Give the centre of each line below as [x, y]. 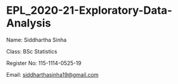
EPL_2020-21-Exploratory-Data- [89, 10]
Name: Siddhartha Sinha [37, 40]
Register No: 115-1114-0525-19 [44, 63]
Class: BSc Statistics [32, 51]
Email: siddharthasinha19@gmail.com [52, 74]
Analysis [29, 23]
